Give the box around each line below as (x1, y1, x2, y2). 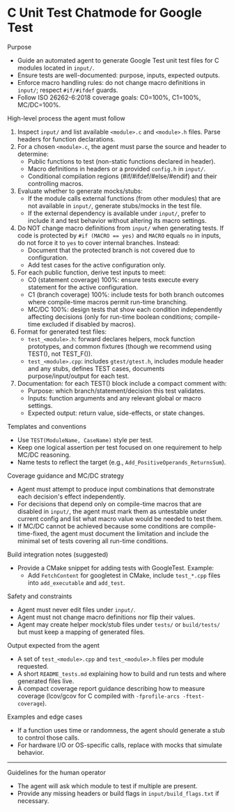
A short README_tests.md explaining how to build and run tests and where (17, 669, 226, 678)
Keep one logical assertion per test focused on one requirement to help (17, 443, 222, 451)
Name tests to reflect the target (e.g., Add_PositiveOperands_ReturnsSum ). (17, 458, 226, 466)
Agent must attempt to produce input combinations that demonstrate (17, 485, 214, 493)
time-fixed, (17, 529, 49, 538)
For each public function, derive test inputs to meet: (17, 268, 166, 276)
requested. (17, 662, 49, 670)
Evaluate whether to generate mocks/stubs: (17, 187, 143, 195)
